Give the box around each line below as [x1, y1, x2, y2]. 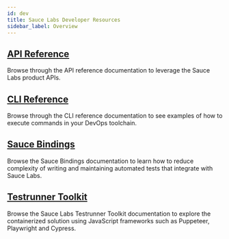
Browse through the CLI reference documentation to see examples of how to [7, 112, 223, 120]
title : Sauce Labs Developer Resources [7, 16, 121, 23]
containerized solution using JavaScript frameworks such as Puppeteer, [7, 216, 210, 225]
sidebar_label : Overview [7, 23, 78, 29]
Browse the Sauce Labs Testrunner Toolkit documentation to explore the [7, 210, 211, 218]
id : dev [7, 10, 29, 17]
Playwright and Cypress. [7, 224, 77, 232]
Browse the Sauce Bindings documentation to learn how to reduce [7, 157, 194, 165]
